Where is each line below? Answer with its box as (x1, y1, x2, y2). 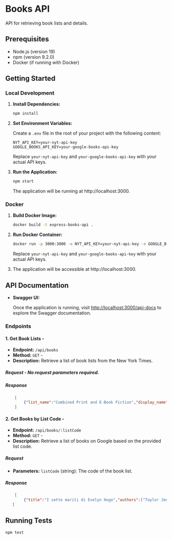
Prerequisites (5, 35, 49, 44)
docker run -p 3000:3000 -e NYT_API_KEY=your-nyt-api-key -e (12, 242, 146, 247)
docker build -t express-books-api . (12, 222, 94, 228)
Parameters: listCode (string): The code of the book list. (12, 468, 133, 474)
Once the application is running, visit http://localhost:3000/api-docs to (12, 305, 162, 311)
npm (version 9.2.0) (12, 54, 55, 60)
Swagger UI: (12, 295, 40, 301)
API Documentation (5, 281, 69, 290)
